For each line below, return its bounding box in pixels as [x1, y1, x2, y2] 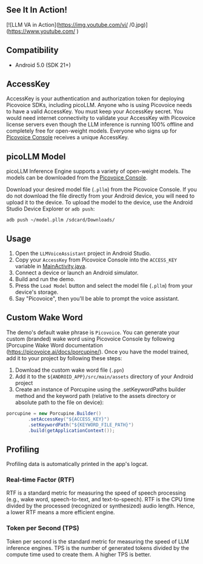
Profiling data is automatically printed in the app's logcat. [6, 461, 148, 468]
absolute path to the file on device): [15, 399, 104, 406]
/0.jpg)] [129, 21, 148, 28]
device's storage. [15, 288, 59, 296]
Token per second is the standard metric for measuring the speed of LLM [6, 538, 190, 545]
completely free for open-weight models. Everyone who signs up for [6, 127, 177, 134]
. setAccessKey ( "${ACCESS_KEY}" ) [28, 416, 110, 422]
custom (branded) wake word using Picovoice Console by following [6, 335, 175, 343]
